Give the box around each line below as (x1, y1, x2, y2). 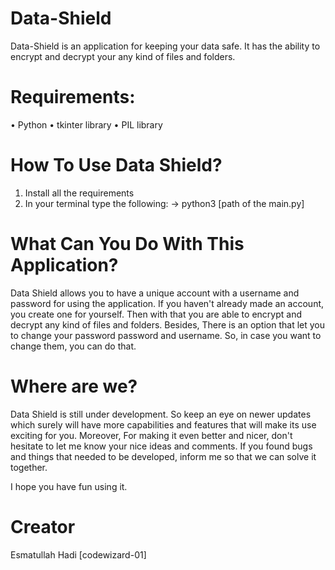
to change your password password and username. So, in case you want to (10, 329, 322, 341)
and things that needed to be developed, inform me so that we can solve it (10, 450, 317, 462)
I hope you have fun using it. (10, 480, 128, 492)
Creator (10, 515, 76, 538)
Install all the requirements (24, 187, 135, 199)
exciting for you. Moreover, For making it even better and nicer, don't (10, 429, 293, 441)
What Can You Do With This (10, 233, 245, 255)
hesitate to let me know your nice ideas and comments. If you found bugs (10, 440, 313, 452)
